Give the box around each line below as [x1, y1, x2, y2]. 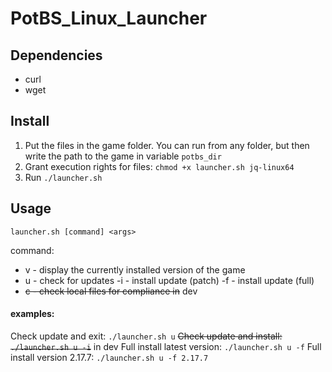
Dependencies [10, 47, 103, 64]
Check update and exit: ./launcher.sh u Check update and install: [10, 330, 283, 342]
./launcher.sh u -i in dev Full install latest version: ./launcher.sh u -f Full [10, 340, 322, 352]
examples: [10, 308, 55, 320]
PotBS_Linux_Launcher [10, 7, 208, 30]
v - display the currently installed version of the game [24, 263, 246, 276]
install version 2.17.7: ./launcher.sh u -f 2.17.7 [10, 351, 209, 363]
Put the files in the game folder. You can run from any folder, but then [24, 139, 310, 151]
